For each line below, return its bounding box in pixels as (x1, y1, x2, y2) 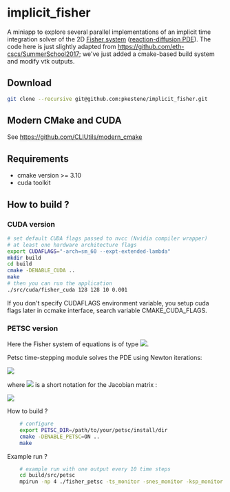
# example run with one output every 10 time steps (19, 465, 171, 473)
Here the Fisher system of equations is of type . (7, 340, 149, 348)
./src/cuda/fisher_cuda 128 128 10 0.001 (7, 286, 128, 293)
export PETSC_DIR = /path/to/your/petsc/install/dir (19, 426, 168, 433)
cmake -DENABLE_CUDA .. (7, 267, 76, 274)
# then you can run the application (7, 280, 112, 287)
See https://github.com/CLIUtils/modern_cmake (7, 133, 143, 141)
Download (7, 77, 52, 89)
